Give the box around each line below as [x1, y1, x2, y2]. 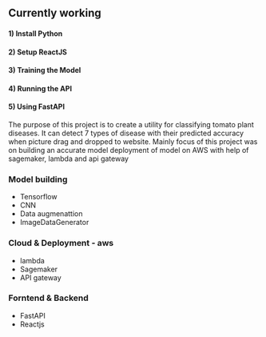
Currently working [8, 6, 101, 20]
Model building [8, 174, 68, 185]
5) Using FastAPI [8, 102, 66, 111]
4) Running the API [8, 83, 73, 93]
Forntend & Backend [8, 292, 89, 303]
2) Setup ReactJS [8, 47, 68, 57]
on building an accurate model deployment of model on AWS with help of [8, 145, 249, 154]
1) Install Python [8, 28, 63, 38]
